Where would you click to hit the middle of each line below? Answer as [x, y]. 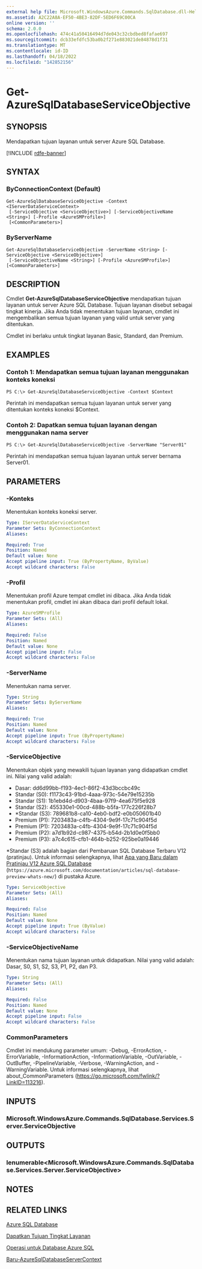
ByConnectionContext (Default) [54, 189]
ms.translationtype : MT [36, 46]
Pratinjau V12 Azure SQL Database [49, 863]
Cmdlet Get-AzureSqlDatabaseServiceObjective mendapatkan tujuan [94, 299]
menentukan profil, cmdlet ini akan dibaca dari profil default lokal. [87, 602]
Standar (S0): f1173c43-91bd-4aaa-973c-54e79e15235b [85, 794]
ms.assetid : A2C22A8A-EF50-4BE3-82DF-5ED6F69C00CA [71, 17]
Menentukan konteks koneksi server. [52, 511]
